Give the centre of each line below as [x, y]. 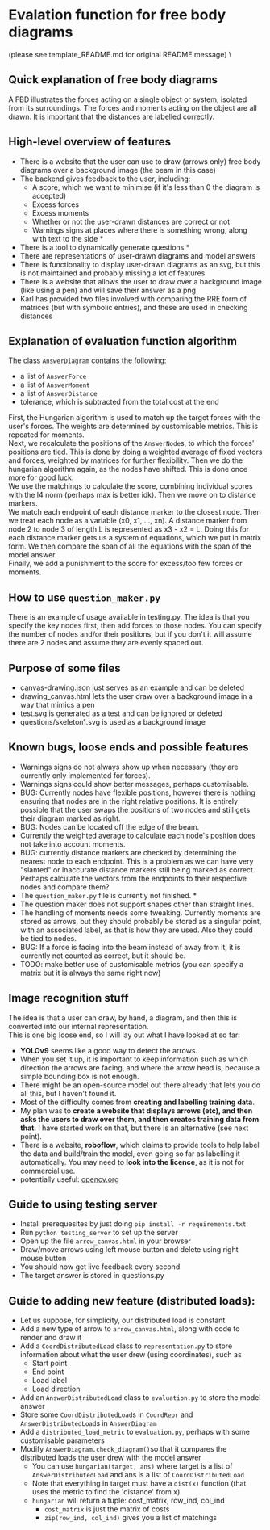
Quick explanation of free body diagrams [113, 80]
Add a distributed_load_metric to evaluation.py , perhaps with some [135, 1432]
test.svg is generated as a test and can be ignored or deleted [121, 713]
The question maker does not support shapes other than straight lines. [137, 904]
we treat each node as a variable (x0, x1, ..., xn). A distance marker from [128, 521]
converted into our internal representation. [79, 1026]
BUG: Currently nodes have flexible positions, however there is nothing [137, 792]
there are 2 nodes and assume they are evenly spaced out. [106, 643]
